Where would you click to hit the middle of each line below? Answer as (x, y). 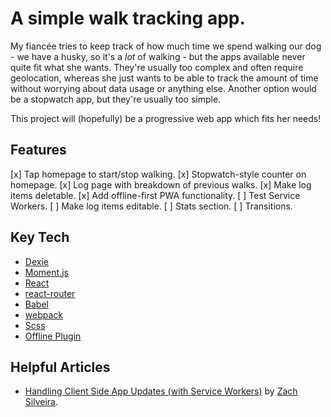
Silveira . (41, 402)
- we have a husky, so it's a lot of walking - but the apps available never (158, 56)
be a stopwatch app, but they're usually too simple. (116, 99)
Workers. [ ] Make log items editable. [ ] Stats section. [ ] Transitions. (151, 206)
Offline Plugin (53, 336)
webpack (43, 314)
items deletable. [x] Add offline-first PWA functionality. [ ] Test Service (155, 195)
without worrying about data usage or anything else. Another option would (163, 88)
